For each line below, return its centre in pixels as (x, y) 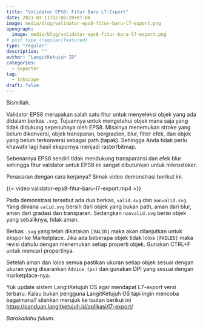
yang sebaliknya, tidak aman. (43, 220)
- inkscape (25, 80)
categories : (21, 63)
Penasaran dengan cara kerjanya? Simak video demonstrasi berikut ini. (95, 176)
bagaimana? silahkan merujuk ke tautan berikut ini (69, 300)
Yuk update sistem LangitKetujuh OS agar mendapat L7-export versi (91, 287)
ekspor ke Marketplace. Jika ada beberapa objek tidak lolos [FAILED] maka (100, 238)
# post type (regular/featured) (47, 40)
